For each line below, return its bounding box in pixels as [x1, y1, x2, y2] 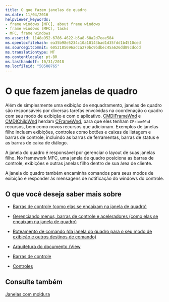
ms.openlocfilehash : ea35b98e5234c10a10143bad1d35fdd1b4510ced [5, 40, 141, 45]
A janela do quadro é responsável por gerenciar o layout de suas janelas [5, 149, 155, 156]
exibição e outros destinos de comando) [12, 233, 97, 240]
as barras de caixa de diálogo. [5, 140, 68, 146]
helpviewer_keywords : [5, 17, 51, 22]
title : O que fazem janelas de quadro [5, 7, 87, 13]
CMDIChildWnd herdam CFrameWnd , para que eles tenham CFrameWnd [5, 118, 150, 124]
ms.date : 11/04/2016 [5, 12, 49, 17]
